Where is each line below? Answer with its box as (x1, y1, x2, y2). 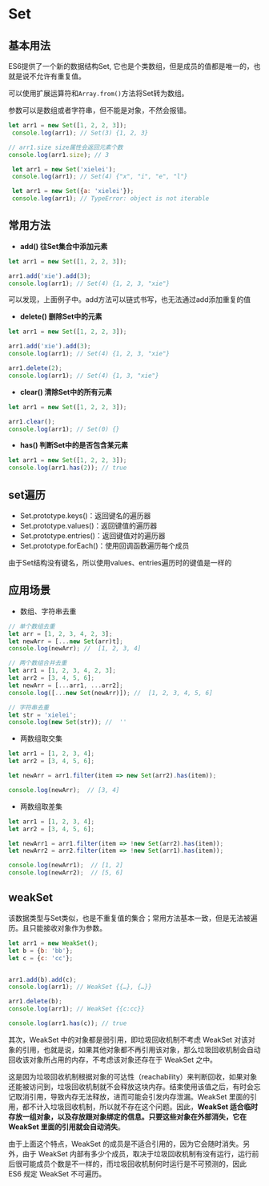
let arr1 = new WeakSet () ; (8, 939, 98, 947)
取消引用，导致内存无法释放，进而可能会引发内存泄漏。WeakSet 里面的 (14, 1092, 251, 1101)
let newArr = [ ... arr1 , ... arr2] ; (8, 681, 124, 689)
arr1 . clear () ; (8, 417, 56, 425)
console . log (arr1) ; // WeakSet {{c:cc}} (8, 1005, 146, 1013)
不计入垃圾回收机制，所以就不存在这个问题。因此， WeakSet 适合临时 (29, 1102, 259, 1112)
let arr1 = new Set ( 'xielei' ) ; (11, 165, 116, 173)
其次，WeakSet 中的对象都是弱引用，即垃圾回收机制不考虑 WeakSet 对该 (8, 1035, 249, 1044)
